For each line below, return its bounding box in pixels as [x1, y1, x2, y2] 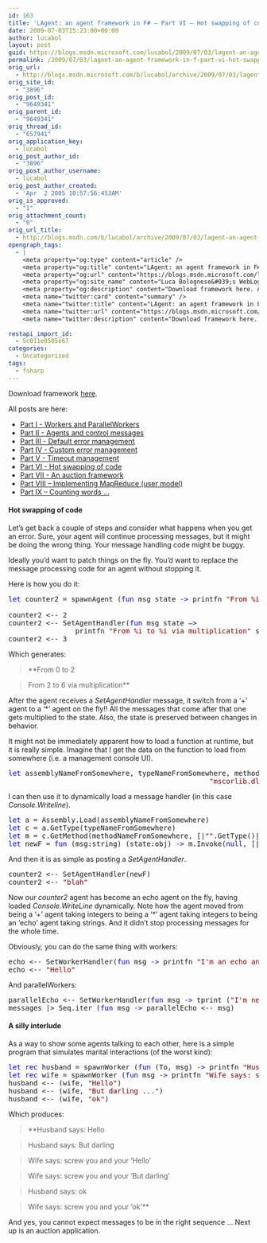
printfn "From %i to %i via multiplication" [75, 626, 252, 635]
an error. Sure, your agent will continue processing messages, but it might [8, 531, 250, 541]
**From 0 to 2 [27, 664, 75, 674]
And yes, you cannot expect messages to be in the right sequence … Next [8, 1218, 251, 1227]
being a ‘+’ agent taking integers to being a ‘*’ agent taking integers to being [8, 909, 258, 919]
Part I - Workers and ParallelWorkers [19, 419, 140, 429]
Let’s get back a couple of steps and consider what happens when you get [8, 523, 253, 532]
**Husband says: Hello [27, 1125, 105, 1135]
